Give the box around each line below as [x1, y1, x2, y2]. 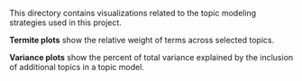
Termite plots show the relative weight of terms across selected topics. [9, 35, 275, 45]
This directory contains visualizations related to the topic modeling [9, 8, 257, 18]
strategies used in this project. [9, 17, 122, 28]
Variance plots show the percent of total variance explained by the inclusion [9, 52, 294, 62]
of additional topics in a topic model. [9, 62, 144, 72]
